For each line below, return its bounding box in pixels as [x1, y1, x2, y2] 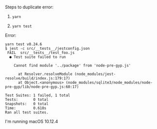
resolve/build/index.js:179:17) [5, 76, 70, 81]
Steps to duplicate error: [5, 4, 54, 10]
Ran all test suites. [5, 110, 49, 115]
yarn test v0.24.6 [5, 42, 42, 47]
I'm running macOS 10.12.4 [5, 119, 58, 124]
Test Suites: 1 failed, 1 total [5, 93, 70, 98]
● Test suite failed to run [9, 55, 66, 59]
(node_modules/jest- [74, 72, 116, 76]
